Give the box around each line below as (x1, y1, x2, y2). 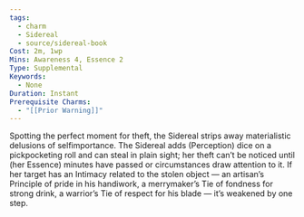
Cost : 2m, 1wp (9, 47, 64, 56)
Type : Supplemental (9, 64, 83, 73)
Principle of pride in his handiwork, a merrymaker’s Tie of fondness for (9, 178, 274, 190)
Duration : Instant (9, 89, 79, 98)
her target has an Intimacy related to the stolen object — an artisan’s (9, 169, 265, 180)
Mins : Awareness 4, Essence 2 (9, 55, 124, 64)
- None (17, 80, 43, 90)
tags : (9, 13, 30, 23)
